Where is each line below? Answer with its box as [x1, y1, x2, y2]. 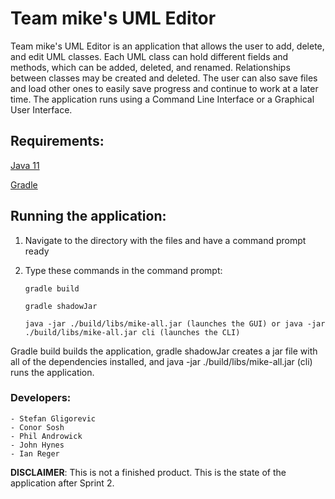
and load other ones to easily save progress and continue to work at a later [10, 82, 319, 94]
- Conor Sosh [10, 422, 65, 432]
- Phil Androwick [10, 431, 83, 441]
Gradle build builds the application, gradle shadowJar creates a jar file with [10, 345, 318, 357]
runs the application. [10, 366, 95, 378]
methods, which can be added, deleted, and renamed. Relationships [10, 61, 291, 73]
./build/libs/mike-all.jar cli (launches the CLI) [24, 327, 241, 337]
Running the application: [10, 208, 167, 225]
